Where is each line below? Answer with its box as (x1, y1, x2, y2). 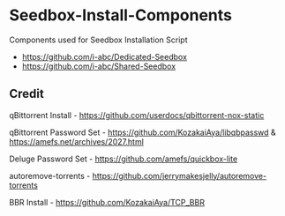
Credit (9, 86, 44, 101)
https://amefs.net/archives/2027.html (9, 136, 144, 146)
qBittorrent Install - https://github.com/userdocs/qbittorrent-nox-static (9, 109, 265, 120)
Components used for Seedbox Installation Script (9, 34, 188, 45)
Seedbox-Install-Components (9, 5, 232, 26)
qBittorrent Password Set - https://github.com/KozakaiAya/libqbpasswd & (9, 127, 276, 138)
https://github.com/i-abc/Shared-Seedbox (21, 61, 176, 71)
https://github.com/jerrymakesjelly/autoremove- (92, 170, 267, 181)
